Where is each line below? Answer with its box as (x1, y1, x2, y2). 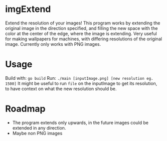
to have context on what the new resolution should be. (5, 86, 117, 92)
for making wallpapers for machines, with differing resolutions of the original (5, 36, 162, 42)
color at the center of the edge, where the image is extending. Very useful (5, 30, 157, 36)
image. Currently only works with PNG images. (5, 41, 101, 47)
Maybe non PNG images (12, 130, 63, 136)
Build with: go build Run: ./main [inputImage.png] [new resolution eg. (5, 75, 154, 81)
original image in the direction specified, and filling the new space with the (5, 25, 158, 31)
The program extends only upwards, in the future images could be (12, 120, 149, 126)
